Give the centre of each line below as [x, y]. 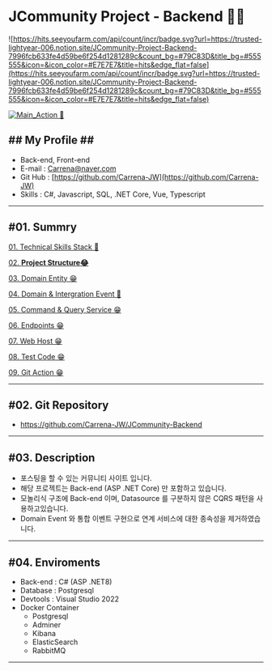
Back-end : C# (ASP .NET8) [66, 582]
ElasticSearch [55, 642]
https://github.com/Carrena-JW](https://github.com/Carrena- [156, 176]
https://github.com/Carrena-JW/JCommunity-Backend [111, 425]
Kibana [44, 633]
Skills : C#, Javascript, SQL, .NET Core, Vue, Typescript [113, 194]
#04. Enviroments [55, 562]
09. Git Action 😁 [36, 372]
